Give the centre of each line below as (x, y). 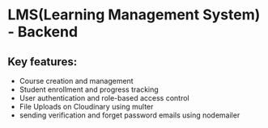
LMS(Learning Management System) (134, 15)
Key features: (43, 62)
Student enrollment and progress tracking (89, 89)
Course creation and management (77, 81)
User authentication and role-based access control (104, 98)
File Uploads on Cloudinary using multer (86, 107)
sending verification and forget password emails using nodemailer (130, 115)
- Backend (43, 32)
